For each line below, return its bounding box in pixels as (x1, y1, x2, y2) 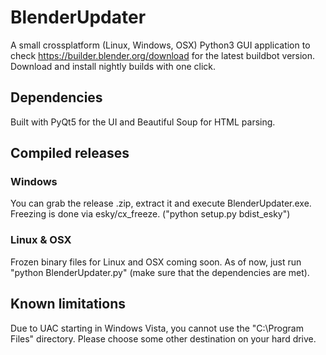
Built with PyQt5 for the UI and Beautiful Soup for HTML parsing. (10, 116, 276, 128)
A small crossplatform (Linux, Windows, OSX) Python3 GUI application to (10, 39, 311, 51)
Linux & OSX (10, 233, 72, 247)
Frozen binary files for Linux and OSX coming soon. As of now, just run (10, 256, 302, 268)
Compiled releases (10, 145, 130, 162)
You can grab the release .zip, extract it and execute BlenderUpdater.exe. (10, 197, 312, 210)
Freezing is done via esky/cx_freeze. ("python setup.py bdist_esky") (10, 208, 291, 220)
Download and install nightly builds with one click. (10, 60, 216, 72)
